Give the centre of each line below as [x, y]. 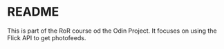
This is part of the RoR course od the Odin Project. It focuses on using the [112, 31]
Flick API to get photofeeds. [47, 37]
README [33, 12]
